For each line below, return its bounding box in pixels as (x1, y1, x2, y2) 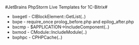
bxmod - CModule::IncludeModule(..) (12, 29, 87, 35)
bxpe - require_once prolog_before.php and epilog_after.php (12, 19, 134, 24)
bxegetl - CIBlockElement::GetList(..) (12, 14, 86, 19)
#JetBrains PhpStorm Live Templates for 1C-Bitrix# (5, 4, 108, 10)
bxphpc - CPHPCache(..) (12, 34, 63, 40)
